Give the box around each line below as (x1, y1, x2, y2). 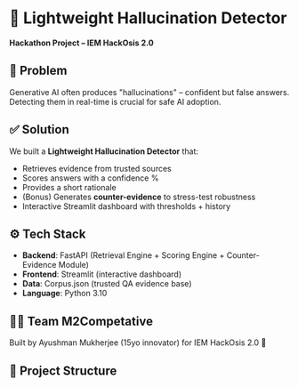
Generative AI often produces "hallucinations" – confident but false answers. (9, 86, 290, 97)
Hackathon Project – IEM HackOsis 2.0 (9, 37, 154, 48)
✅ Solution (9, 122, 69, 137)
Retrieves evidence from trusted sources (21, 163, 172, 173)
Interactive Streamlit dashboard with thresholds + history (21, 200, 231, 212)
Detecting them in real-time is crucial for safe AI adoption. (9, 96, 221, 107)
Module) (58, 260, 89, 270)
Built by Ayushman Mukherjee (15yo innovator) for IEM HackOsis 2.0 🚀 (9, 337, 267, 348)
